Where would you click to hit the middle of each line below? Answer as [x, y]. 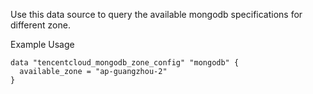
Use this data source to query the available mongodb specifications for [156, 14]
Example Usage [42, 44]
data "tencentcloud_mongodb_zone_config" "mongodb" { [125, 63]
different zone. [40, 25]
